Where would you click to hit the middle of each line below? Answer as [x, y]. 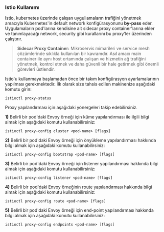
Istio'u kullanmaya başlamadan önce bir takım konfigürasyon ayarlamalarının [82, 79]
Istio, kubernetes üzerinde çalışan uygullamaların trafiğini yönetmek [73, 18]
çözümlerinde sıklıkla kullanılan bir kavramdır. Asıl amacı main [79, 54]
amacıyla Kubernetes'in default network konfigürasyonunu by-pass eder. [79, 23]
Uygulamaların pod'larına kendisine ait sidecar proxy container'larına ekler [80, 29]
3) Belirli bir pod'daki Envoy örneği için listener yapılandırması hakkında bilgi [82, 164]
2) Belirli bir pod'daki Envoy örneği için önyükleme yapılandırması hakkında [81, 140]
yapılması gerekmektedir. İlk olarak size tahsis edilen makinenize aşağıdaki [80, 84]
